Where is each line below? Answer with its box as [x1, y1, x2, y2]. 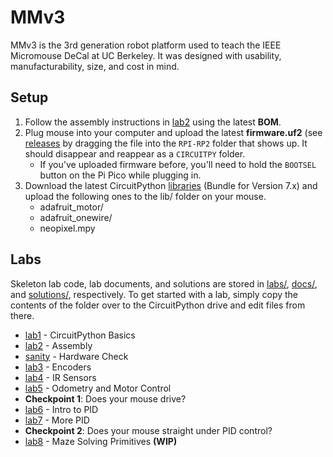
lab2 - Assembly [24, 339, 93, 351]
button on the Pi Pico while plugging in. [39, 169, 202, 181]
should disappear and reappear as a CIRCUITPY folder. [24, 147, 246, 160]
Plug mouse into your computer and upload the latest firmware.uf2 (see [24, 126, 323, 138]
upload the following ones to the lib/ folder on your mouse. [24, 190, 267, 202]
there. [10, 309, 35, 321]
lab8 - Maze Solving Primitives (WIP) [24, 435, 178, 447]
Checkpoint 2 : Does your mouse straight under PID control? [24, 424, 273, 436]
